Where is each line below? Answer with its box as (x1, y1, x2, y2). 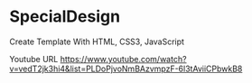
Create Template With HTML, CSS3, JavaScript (9, 36, 185, 47)
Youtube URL (9, 53, 59, 64)
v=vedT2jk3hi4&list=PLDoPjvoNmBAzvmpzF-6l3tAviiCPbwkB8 (9, 63, 243, 74)
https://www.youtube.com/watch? (60, 53, 187, 64)
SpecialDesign (9, 6, 120, 27)
